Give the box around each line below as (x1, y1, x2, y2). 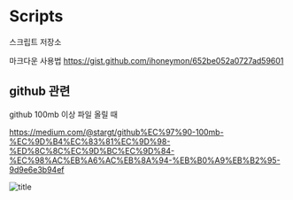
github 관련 (9, 84, 71, 99)
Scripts (9, 6, 64, 27)
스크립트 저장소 (9, 36, 62, 47)
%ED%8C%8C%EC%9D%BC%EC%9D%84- (9, 145, 175, 156)
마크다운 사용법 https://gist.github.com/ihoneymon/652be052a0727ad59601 (9, 55, 284, 65)
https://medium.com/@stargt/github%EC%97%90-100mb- (9, 127, 224, 137)
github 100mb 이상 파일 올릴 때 (9, 109, 118, 119)
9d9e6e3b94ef (9, 164, 65, 174)
